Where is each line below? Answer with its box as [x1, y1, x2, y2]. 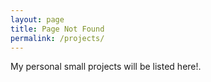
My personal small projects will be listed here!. [10, 61, 202, 73]
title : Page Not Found [10, 24, 105, 34]
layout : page [10, 14, 65, 25]
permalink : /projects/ [10, 33, 105, 43]
